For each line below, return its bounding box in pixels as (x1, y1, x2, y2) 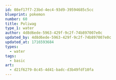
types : (5, 44, 19, 49)
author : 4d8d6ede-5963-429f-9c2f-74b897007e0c (5, 30, 103, 35)
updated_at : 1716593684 (5, 40, 54, 45)
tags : (5, 53, 16, 59)
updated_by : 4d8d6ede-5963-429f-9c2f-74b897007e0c (5, 35, 112, 40)
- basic (9, 58, 26, 63)
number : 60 (5, 16, 28, 21)
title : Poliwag (5, 21, 37, 26)
